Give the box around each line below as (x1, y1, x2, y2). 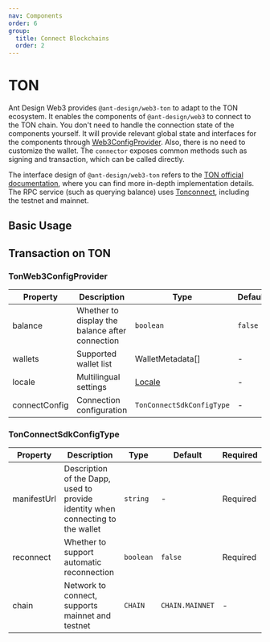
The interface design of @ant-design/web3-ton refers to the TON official (8, 170, 243, 180)
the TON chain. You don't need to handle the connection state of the (8, 120, 235, 130)
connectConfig (12, 400, 69, 411)
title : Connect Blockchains (15, 34, 110, 43)
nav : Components (8, 11, 63, 20)
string (124, 495, 149, 503)
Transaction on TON (8, 246, 111, 260)
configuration (76, 404, 128, 416)
